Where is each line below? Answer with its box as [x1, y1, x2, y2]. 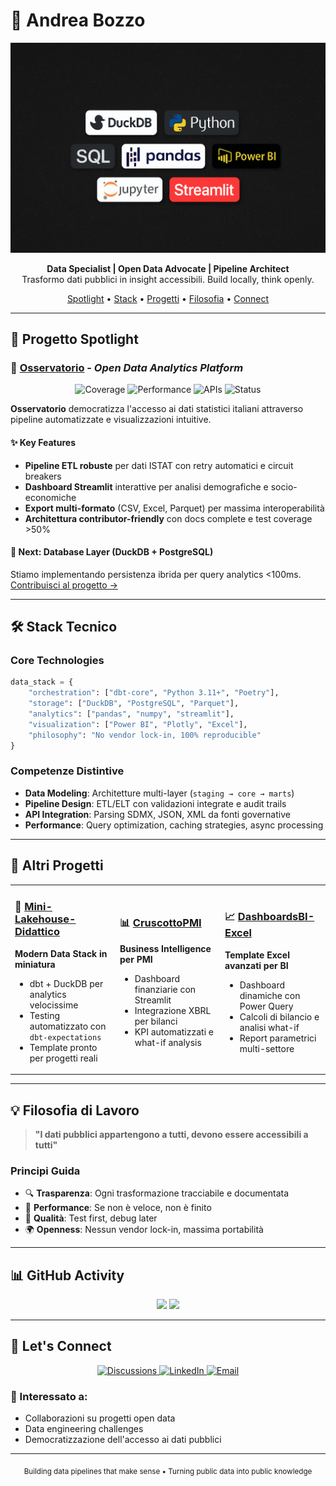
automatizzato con [29, 1020, 107, 1032]
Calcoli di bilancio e [239, 1010, 320, 1023]
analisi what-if [239, 1021, 300, 1033]
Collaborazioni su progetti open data [24, 1412, 176, 1424]
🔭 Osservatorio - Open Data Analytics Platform [10, 360, 244, 374]
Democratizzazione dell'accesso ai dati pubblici [24, 1434, 222, 1446]
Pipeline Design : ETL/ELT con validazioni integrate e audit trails [24, 797, 287, 809]
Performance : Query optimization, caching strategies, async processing [24, 819, 324, 831]
